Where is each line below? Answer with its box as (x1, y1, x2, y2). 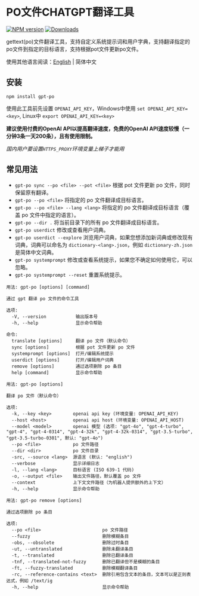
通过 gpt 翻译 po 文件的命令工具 (6, 295, 79, 302)
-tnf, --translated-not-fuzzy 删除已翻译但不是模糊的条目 (11, 558, 160, 565)
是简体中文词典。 (14, 249, 57, 256)
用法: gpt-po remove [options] (6, 497, 82, 503)
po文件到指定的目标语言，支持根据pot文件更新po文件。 (6, 45, 142, 53)
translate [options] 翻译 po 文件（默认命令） (11, 338, 131, 344)
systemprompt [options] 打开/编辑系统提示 (11, 350, 114, 356)
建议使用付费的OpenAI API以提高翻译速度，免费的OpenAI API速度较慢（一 (6, 125, 189, 132)
